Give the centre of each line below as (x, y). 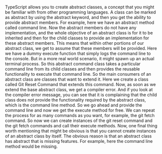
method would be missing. (32, 146)
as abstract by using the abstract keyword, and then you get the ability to (78, 17)
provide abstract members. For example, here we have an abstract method (80, 22)
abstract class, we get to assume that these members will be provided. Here (81, 48)
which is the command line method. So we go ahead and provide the (73, 105)
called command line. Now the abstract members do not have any (71, 28)
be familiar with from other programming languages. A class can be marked (81, 12)
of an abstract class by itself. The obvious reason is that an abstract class (78, 136)
